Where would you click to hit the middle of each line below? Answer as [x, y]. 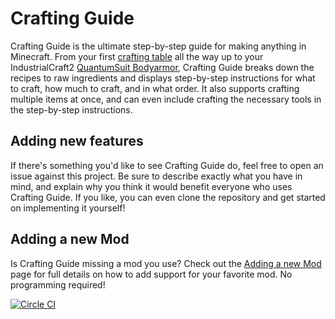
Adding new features [77, 141]
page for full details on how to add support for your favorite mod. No [151, 274]
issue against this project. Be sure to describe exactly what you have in [156, 176]
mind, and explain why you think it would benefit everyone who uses [151, 186]
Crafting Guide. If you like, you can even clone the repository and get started [168, 197]
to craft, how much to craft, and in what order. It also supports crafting [155, 88]
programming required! [58, 284]
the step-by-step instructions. [71, 109]
